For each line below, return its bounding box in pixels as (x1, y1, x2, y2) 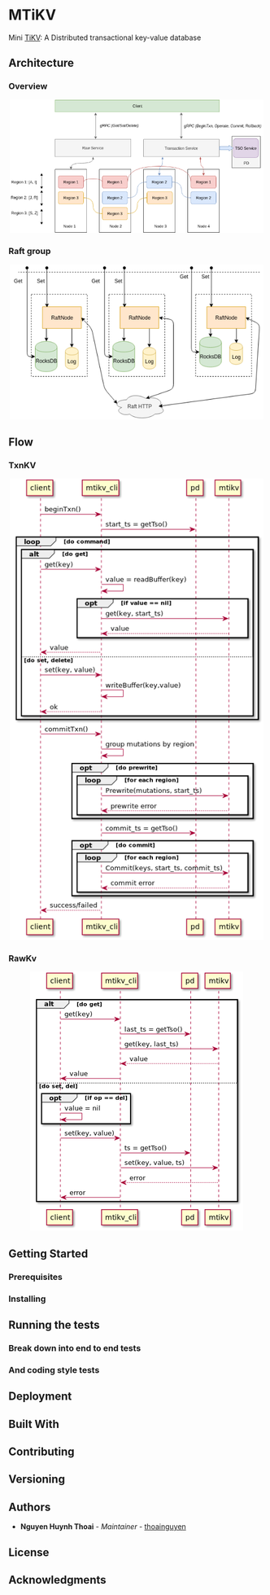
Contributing (8, 1444, 75, 1458)
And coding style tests (8, 1364, 100, 1375)
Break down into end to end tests (8, 1342, 142, 1353)
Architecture (8, 56, 75, 70)
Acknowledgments (8, 1573, 107, 1587)
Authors (8, 1500, 51, 1514)
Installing (8, 1293, 46, 1304)
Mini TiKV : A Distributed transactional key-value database (8, 33, 202, 42)
